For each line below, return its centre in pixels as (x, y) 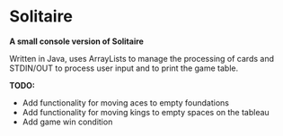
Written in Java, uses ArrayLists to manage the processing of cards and (141, 58)
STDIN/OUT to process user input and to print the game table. (124, 68)
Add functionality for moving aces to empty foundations (125, 102)
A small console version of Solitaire (76, 41)
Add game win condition (67, 122)
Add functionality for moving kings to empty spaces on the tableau (146, 112)
